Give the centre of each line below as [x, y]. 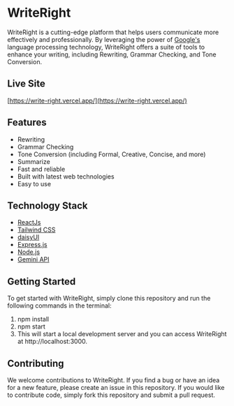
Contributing [36, 363]
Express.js [32, 245]
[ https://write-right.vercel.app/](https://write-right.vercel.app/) [97, 100]
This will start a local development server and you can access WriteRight [122, 334]
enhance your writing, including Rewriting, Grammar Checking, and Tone [112, 54]
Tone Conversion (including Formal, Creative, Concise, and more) [111, 154]
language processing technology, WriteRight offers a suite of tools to [106, 47]
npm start [31, 326]
